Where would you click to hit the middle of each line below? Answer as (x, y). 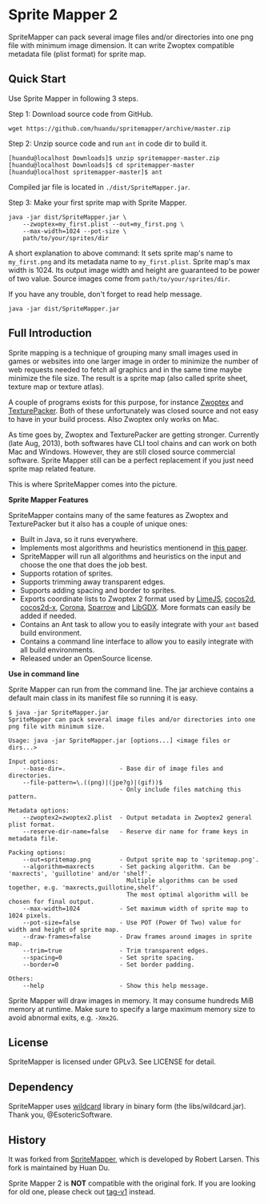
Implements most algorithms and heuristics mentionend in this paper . (134, 548)
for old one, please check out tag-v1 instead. (82, 1192)
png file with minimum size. (57, 726)
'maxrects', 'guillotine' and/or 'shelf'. (80, 873)
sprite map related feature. (52, 468)
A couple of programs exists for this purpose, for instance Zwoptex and (126, 402)
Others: (21, 978)
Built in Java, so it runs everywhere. (79, 539)
